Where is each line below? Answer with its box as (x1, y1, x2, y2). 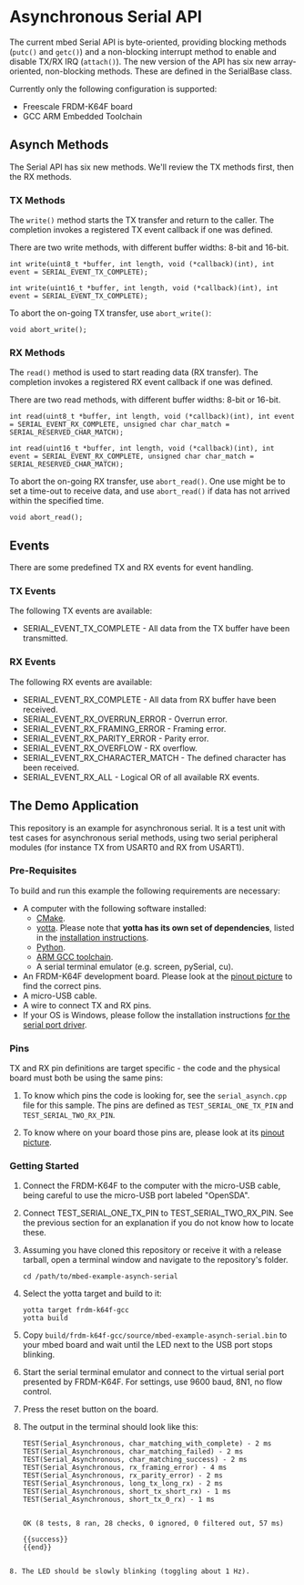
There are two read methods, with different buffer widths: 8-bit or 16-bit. (9, 394, 281, 405)
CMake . (35, 912, 66, 923)
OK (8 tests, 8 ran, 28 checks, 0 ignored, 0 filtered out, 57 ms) (22, 1519, 284, 1528)
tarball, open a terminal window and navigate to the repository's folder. (22, 1255, 289, 1266)
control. (22, 1386, 52, 1397)
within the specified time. (9, 495, 105, 506)
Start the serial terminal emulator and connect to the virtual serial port (22, 1367, 285, 1378)
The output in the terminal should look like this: (22, 1422, 198, 1433)
